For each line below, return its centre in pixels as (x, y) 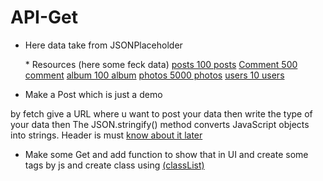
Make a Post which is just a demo (93, 94)
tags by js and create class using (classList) (114, 165)
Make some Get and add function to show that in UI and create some (166, 154)
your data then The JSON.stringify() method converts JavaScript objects (160, 124)
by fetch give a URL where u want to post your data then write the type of (161, 113)
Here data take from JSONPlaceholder (103, 45)
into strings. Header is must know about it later (106, 135)
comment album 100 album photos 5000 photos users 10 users (154, 75)
